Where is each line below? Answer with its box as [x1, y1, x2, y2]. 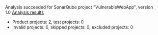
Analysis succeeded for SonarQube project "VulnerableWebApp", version [5, 4, 153, 10]
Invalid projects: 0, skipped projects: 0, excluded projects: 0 [12, 24, 133, 30]
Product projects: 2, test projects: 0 [12, 19, 84, 25]
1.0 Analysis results [5, 9, 44, 15]
